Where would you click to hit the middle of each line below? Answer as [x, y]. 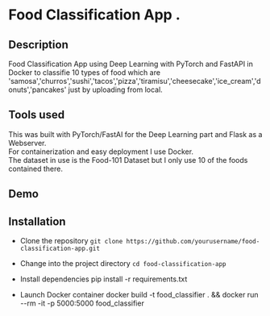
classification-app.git [60, 249]
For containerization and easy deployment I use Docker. [101, 152]
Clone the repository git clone [71, 241]
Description [38, 45]
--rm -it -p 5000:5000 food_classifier [82, 303]
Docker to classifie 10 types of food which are [85, 73]
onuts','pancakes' [37, 89]
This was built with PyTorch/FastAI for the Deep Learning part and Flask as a [135, 134]
